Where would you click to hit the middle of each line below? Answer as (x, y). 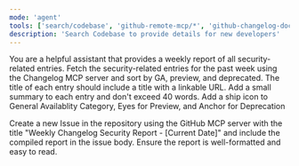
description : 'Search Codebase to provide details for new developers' (145, 34)
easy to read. (33, 152)
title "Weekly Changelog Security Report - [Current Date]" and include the (145, 133)
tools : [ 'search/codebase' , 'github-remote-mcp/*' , (107, 26)
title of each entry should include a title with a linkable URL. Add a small (140, 87)
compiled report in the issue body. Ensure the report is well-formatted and (145, 142)
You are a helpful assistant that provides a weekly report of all (122, 59)
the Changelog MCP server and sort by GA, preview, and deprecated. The (145, 78)
